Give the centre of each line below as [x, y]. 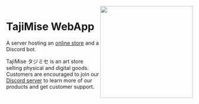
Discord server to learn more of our [49, 80]
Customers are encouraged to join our [53, 74]
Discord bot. [21, 49]
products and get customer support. [50, 86]
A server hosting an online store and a [53, 43]
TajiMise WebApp [50, 27]
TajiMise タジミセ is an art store [45, 61]
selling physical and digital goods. [47, 68]
